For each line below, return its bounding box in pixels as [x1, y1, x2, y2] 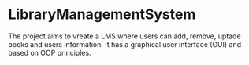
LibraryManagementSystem [8, 5, 196, 23]
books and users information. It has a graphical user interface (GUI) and [8, 39, 242, 49]
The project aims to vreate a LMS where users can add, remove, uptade [8, 31, 242, 41]
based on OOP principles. [8, 48, 92, 57]
